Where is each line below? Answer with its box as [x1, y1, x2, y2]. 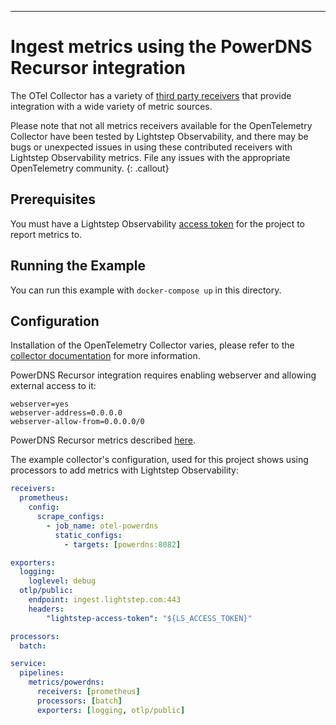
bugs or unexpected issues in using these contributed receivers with [10, 141, 293, 153]
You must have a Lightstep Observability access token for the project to [10, 217, 305, 230]
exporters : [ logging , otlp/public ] [36, 705, 186, 715]
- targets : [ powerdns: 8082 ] [63, 539, 182, 550]
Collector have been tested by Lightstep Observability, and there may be [10, 130, 309, 142]
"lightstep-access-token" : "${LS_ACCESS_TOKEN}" [46, 613, 253, 623]
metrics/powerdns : [28, 677, 105, 688]
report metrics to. [10, 228, 83, 240]
